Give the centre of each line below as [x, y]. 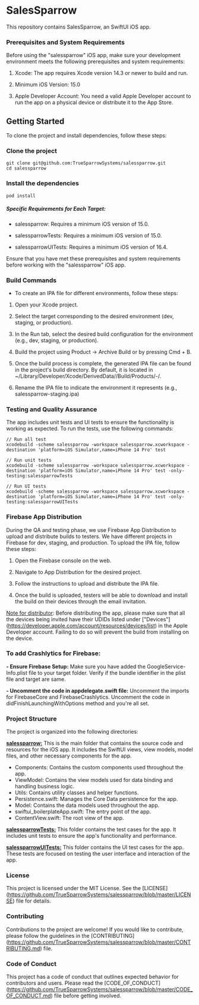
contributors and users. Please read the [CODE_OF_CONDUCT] [83, 983]
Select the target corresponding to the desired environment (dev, [94, 316]
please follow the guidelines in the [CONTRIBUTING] [70, 935]
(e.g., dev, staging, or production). [57, 340]
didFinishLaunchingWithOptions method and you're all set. [78, 703]
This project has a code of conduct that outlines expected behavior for [93, 976]
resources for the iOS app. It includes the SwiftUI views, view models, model [99, 750]
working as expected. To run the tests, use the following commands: [90, 428]
